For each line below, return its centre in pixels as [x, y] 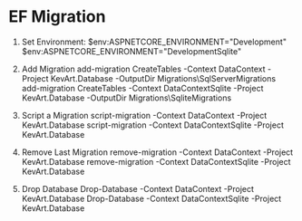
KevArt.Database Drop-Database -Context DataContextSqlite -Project [151, 198]
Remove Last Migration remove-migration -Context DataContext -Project [157, 152]
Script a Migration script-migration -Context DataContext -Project [144, 115]
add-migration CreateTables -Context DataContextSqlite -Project [142, 88]
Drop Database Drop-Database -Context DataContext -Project [138, 188]
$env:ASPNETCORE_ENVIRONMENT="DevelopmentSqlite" [132, 51]
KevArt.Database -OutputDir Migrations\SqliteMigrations [127, 98]
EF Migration [57, 17]
